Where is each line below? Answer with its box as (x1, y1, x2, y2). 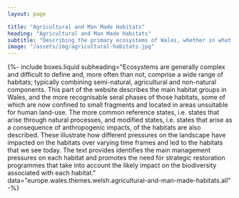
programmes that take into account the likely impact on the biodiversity (7, 161, 217, 170)
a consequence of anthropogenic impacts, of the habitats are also (7, 123, 201, 132)
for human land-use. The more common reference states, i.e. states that (7, 108, 220, 117)
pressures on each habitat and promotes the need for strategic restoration (7, 154, 225, 162)
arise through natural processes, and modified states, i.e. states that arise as (7, 115, 233, 125)
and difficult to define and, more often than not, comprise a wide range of (7, 71, 223, 79)
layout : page (7, 10, 46, 18)
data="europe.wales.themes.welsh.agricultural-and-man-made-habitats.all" (7, 176, 231, 185)
